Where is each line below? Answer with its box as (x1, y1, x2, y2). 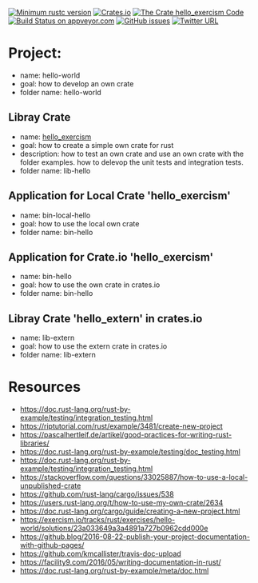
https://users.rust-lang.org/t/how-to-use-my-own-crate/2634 (19, 498, 224, 508)
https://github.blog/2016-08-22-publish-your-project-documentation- (19, 532, 250, 541)
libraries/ (19, 438, 50, 448)
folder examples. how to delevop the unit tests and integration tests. (19, 157, 244, 167)
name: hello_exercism (19, 132, 92, 142)
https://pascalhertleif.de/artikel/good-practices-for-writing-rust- (19, 430, 232, 440)
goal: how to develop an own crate (19, 78, 134, 88)
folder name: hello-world (19, 87, 101, 97)
